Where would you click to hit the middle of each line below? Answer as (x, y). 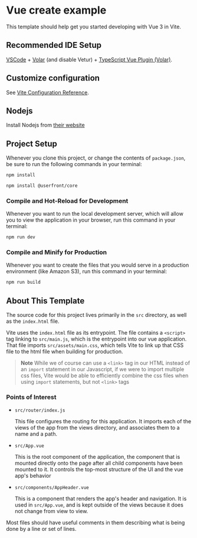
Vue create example (56, 10)
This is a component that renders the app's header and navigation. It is (101, 499)
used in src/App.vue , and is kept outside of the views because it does (99, 505)
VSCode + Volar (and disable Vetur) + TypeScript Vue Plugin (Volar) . (89, 59)
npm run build (24, 282)
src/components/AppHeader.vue (52, 488)
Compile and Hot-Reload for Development (67, 200)
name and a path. (36, 434)
